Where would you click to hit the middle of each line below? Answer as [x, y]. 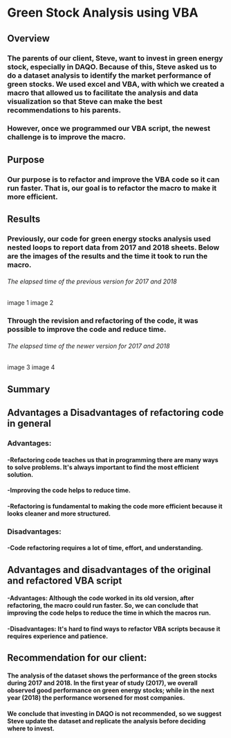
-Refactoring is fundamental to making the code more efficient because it [115, 506]
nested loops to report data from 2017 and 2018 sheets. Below [113, 247]
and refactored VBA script [65, 580]
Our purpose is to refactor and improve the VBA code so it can [113, 179]
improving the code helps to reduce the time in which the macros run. [109, 613]
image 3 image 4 [31, 367]
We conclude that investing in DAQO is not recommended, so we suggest [114, 713]
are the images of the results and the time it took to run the [108, 256]
